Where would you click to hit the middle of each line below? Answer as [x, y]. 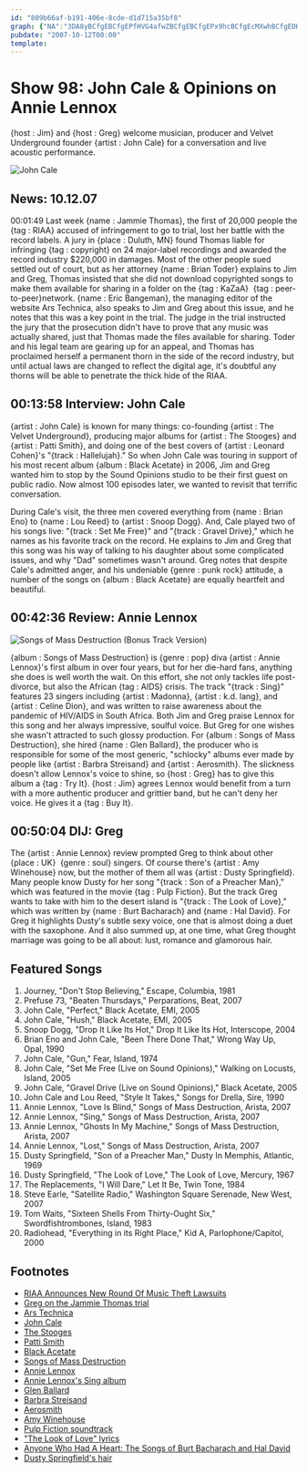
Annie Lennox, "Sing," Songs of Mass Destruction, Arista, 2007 [142, 1117]
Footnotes [40, 1271]
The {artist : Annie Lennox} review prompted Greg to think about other [142, 853]
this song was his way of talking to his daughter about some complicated [148, 550]
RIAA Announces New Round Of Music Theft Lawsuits [125, 1293]
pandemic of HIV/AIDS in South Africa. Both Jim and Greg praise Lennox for [153, 715]
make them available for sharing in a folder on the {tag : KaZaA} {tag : [142, 288]
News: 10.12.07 [54, 198]
